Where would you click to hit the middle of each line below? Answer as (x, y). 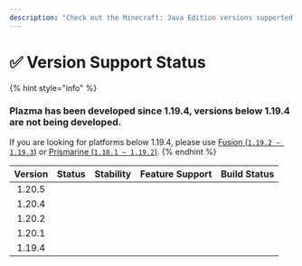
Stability (113, 174)
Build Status (248, 174)
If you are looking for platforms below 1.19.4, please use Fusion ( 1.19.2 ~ (145, 142)
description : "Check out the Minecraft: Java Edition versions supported (151, 18)
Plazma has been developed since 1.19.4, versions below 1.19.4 (150, 111)
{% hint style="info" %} (53, 87)
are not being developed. (66, 123)
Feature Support (176, 174)
